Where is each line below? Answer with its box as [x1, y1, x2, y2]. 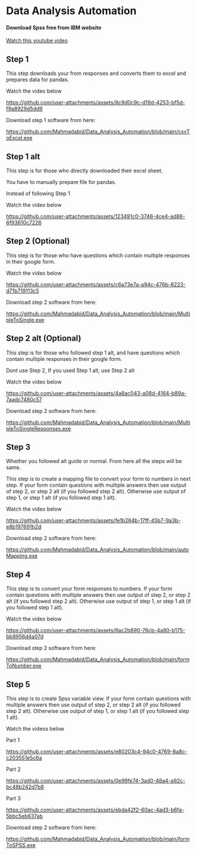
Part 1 [6, 737, 20, 744]
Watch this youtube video [6, 37, 68, 44]
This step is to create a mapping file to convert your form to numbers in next [6, 475, 191, 482]
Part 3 [6, 795, 21, 802]
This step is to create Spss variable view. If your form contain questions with [6, 695, 191, 702]
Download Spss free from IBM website [6, 24, 102, 31]
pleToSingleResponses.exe [6, 425, 72, 432]
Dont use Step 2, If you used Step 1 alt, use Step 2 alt [6, 367, 135, 374]
